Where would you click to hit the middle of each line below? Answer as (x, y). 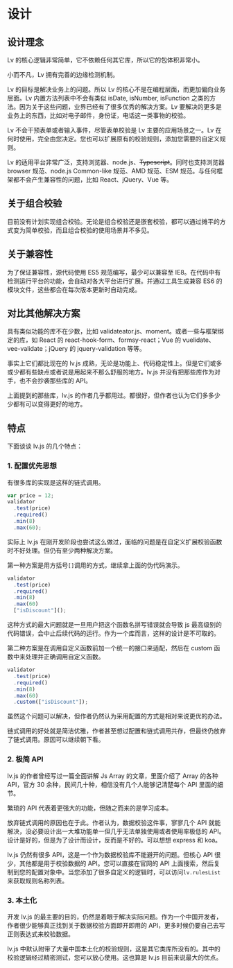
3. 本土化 (22, 900)
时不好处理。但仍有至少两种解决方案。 (62, 550)
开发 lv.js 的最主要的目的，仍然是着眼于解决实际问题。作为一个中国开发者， (115, 917)
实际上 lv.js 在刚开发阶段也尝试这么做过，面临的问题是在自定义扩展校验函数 (115, 542)
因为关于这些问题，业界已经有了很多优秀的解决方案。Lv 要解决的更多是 (120, 107)
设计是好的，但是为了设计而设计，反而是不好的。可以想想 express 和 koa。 (114, 840)
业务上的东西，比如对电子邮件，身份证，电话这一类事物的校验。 (98, 115)
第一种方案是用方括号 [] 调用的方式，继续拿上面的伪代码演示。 (95, 565)
